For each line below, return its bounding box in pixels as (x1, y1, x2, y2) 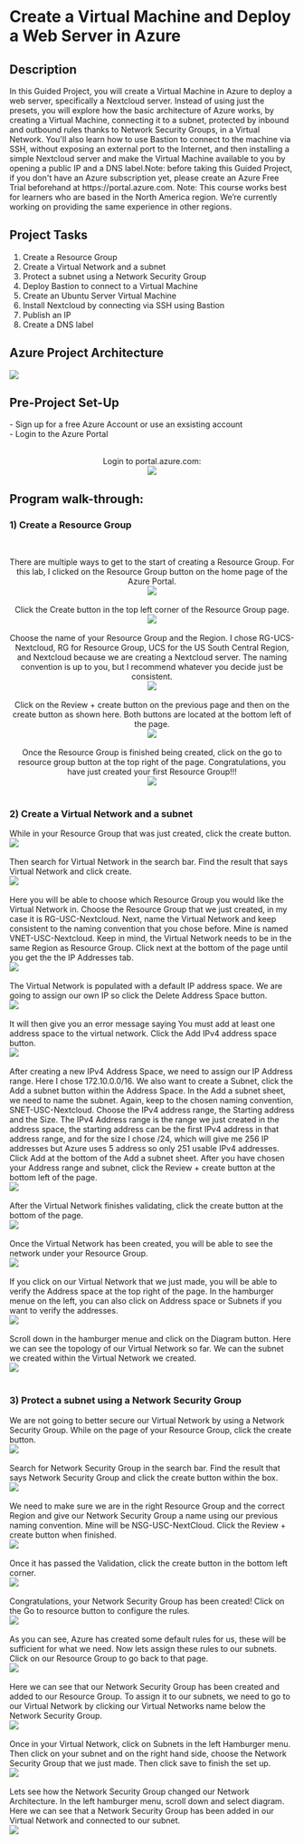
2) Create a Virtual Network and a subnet (9, 808, 193, 820)
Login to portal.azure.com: (102, 456, 202, 467)
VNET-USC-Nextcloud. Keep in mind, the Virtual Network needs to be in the (9, 933, 292, 944)
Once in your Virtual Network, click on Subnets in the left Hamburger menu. (9, 1738, 291, 1749)
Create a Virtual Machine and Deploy (9, 6, 291, 27)
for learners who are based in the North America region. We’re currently (9, 192, 278, 202)
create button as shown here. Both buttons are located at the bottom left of (12, 709, 292, 720)
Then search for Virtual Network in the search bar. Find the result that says (9, 857, 288, 868)
